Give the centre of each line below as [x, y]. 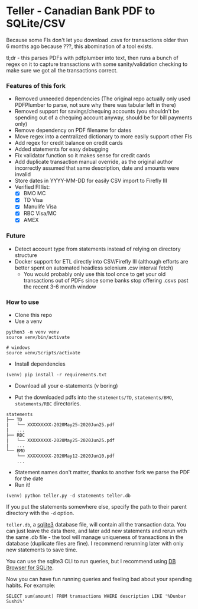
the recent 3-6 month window [60, 287]
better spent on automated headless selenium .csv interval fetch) [94, 268]
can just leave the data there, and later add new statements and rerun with [97, 531]
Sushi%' [16, 602]
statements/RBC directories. [48, 404]
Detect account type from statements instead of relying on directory [98, 249]
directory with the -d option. [40, 513]
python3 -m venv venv [33, 332]
